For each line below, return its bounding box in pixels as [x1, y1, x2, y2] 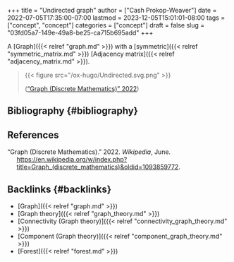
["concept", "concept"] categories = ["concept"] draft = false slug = [7, 21, 205, 29]
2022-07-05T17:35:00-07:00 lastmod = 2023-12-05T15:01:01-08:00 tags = [7, 13, 226, 22]
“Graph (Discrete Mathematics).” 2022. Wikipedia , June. [7, 148, 171, 156]
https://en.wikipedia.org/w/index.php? [16, 155, 128, 164]
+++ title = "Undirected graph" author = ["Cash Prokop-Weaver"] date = [7, 6, 217, 14]
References [7, 129, 59, 141]
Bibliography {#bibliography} [7, 105, 139, 117]
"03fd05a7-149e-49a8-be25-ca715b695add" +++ [7, 28, 154, 37]
